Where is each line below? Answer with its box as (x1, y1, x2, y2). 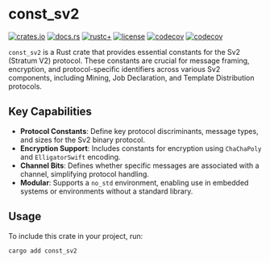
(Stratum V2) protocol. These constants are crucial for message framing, (8, 56, 250, 65)
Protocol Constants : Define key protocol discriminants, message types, (19, 126, 260, 136)
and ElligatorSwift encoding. (19, 152, 121, 161)
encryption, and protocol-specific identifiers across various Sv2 (8, 64, 221, 73)
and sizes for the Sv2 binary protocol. (19, 135, 145, 144)
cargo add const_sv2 (8, 247, 78, 255)
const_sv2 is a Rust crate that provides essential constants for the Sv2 (8, 47, 240, 56)
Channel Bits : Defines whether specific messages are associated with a (19, 161, 260, 170)
